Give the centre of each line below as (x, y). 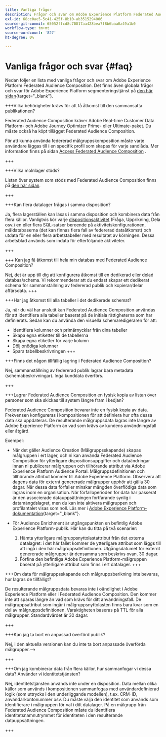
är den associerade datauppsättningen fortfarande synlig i (71, 498)
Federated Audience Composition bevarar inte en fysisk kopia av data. (77, 410)
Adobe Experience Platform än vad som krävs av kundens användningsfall (81, 426)
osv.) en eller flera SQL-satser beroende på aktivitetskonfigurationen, (76, 224)
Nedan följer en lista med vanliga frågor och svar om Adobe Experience (78, 80)
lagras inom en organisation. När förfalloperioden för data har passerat (84, 492)
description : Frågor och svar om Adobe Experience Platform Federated (79, 14)
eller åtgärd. (17, 431)
